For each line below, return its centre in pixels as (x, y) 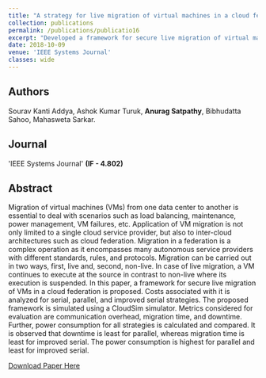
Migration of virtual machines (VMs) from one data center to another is (123, 208)
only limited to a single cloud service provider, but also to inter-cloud (120, 233)
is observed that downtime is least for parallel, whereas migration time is (127, 334)
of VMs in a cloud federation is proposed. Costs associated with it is (119, 292)
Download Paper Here (44, 366)
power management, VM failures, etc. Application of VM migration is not (126, 224)
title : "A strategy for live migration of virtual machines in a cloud (129, 15)
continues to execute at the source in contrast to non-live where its (118, 275)
